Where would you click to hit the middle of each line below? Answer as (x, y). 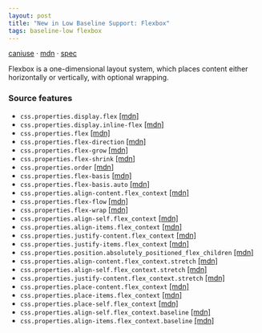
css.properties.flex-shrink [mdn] (78, 158)
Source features (40, 99)
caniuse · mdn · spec (43, 54)
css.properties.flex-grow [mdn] (74, 150)
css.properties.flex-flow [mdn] (74, 201)
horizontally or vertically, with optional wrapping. (89, 78)
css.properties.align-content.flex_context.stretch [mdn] (119, 261)
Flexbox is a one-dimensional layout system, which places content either (128, 69)
